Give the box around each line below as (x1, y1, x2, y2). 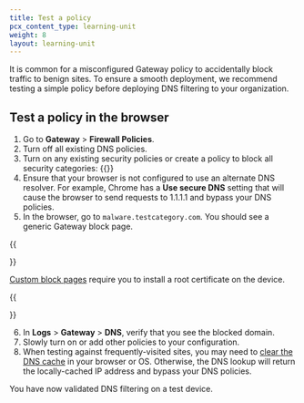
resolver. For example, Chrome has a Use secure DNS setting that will (22, 182, 285, 193)
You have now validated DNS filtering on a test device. (9, 384, 214, 395)
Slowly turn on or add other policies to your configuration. (22, 336, 240, 347)
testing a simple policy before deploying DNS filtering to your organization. (9, 83, 289, 94)
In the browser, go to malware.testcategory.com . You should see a (22, 212, 270, 222)
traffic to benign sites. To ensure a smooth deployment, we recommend (9, 74, 278, 85)
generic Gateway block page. (22, 221, 134, 232)
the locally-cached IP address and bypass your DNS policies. (22, 366, 252, 377)
